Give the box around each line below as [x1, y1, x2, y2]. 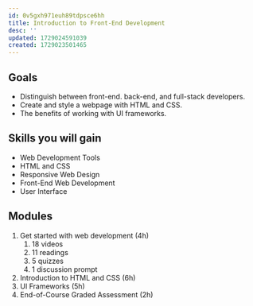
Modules [8, 210, 53, 223]
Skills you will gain [8, 132, 102, 145]
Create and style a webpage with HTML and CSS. [19, 100, 183, 110]
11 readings [31, 247, 69, 257]
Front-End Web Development [19, 178, 115, 188]
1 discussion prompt [31, 264, 98, 274]
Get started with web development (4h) [19, 230, 150, 240]
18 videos [31, 239, 64, 249]
